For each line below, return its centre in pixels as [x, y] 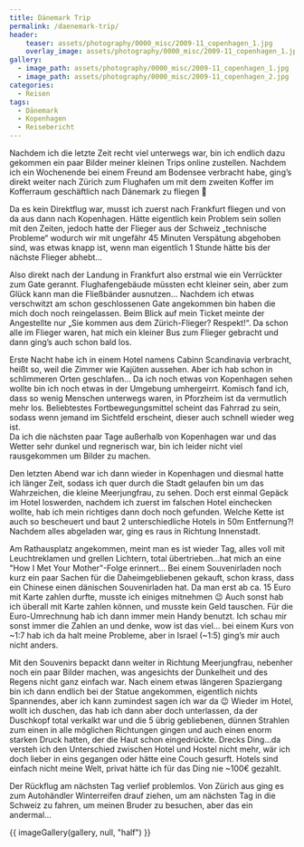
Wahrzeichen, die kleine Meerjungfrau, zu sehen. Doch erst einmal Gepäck [149, 493]
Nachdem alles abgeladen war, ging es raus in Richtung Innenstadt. [135, 531]
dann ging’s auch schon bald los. [71, 342]
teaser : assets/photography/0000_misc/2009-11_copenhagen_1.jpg [149, 43]
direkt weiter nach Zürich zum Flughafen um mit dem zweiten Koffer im [142, 182]
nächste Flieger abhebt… [56, 257]
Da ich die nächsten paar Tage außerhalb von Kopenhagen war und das [143, 437]
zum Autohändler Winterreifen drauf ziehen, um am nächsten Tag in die [142, 795]
